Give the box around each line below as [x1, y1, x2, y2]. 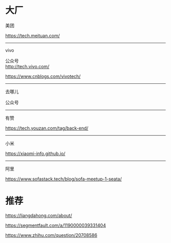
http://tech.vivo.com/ [5, 63, 50, 69]
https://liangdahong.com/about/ [5, 212, 72, 219]
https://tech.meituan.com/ [5, 33, 60, 39]
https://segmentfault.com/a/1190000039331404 [5, 222, 106, 228]
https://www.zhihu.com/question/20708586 [5, 232, 98, 238]
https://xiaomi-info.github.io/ [5, 150, 66, 157]
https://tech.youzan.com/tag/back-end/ [5, 125, 89, 131]
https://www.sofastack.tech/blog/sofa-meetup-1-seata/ [5, 176, 122, 182]
